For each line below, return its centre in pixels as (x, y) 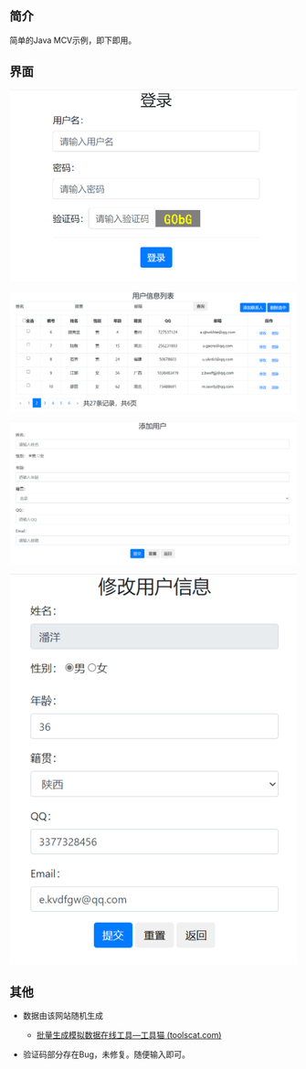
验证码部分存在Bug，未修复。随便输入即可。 (106, 1054)
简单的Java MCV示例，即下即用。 (73, 40)
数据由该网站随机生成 (63, 1016)
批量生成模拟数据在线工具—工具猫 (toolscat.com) (129, 1035)
